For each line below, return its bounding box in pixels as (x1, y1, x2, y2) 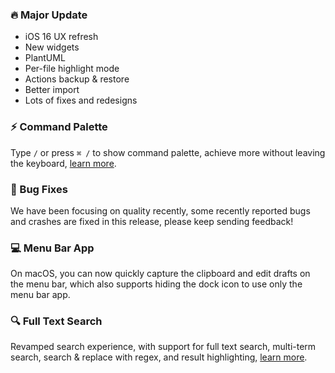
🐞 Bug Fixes (10, 182, 68, 196)
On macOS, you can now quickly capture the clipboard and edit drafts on (10, 268, 311, 280)
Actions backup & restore (24, 73, 130, 85)
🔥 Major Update (10, 8, 88, 22)
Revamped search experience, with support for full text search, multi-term (10, 341, 317, 353)
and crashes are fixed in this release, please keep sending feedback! (10, 215, 294, 227)
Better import (24, 84, 80, 96)
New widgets (24, 41, 80, 53)
